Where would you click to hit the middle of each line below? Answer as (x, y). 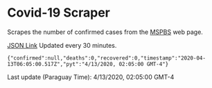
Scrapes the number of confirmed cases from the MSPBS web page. (105, 32)
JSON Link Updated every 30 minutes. (62, 45)
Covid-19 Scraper (59, 13)
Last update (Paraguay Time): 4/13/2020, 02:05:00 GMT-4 (91, 77)
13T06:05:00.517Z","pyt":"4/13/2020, (62, 64)
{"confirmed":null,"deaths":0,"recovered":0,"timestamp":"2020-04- (107, 58)
